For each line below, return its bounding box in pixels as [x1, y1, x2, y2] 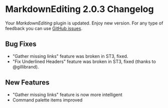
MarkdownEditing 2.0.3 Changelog [5, 3, 154, 15]
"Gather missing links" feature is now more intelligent [12, 91, 123, 97]
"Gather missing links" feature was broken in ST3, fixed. [12, 53, 128, 59]
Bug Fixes [5, 40, 37, 48]
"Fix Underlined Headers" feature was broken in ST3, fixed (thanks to [12, 58, 156, 64]
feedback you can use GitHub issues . [5, 25, 83, 31]
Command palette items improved [12, 96, 83, 103]
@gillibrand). [12, 63, 39, 69]
